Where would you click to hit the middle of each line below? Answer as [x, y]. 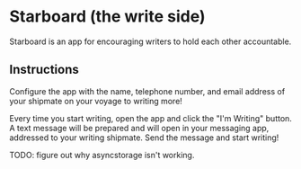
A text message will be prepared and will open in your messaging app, [139, 128]
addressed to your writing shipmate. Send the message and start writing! [144, 138]
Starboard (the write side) [107, 17]
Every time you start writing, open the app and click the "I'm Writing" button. [150, 118]
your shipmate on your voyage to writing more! [96, 101]
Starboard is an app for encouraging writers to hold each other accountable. [150, 41]
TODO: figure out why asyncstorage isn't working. [102, 155]
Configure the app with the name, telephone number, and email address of [147, 91]
